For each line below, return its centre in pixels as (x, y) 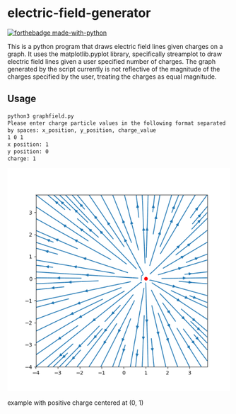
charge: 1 (22, 158)
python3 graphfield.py (41, 116)
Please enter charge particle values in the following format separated (117, 123)
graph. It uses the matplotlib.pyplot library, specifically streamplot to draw (115, 54)
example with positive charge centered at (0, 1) (76, 403)
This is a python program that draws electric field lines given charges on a (115, 46)
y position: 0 (28, 151)
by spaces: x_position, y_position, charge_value (82, 130)
